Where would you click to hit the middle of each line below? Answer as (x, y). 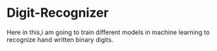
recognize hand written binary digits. (60, 39)
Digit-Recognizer (58, 13)
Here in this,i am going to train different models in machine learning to (108, 32)
